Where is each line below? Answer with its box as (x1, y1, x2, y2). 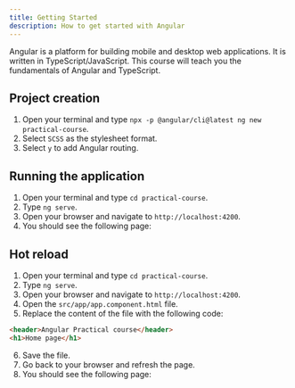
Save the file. (21, 350, 71, 360)
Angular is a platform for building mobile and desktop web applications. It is (9, 45, 287, 56)
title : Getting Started (9, 12, 98, 22)
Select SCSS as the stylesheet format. (21, 133, 158, 144)
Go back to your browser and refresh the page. (21, 359, 196, 370)
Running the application (9, 169, 145, 184)
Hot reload (9, 246, 69, 261)
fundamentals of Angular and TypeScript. (9, 64, 161, 76)
